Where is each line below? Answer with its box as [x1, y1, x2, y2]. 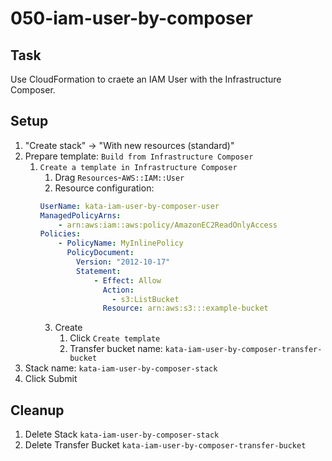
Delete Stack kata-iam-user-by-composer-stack [24, 428, 220, 441]
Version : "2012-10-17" [75, 257, 171, 267]
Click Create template [69, 332, 161, 344]
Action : [102, 285, 135, 295]
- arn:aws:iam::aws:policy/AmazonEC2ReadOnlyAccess [58, 220, 278, 230]
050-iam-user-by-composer [10, 7, 253, 30]
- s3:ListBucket [111, 294, 180, 304]
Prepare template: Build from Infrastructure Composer [24, 150, 254, 162]
